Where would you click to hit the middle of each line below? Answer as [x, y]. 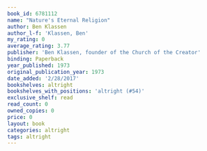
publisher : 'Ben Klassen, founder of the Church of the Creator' [104, 53]
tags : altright [29, 136]
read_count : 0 [28, 104]
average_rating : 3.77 [39, 46]
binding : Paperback [36, 59]
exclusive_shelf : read [40, 98]
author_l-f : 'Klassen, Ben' [48, 33]
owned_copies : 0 [31, 111]
